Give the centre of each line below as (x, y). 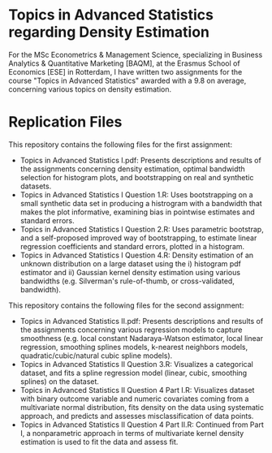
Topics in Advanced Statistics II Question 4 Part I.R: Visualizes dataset (137, 390)
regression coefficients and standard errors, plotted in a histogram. (132, 246)
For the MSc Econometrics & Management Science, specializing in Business (136, 54)
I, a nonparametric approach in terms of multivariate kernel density (132, 433)
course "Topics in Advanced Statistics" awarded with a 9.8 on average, (127, 80)
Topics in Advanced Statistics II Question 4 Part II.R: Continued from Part (142, 425)
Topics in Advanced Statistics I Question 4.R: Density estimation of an (137, 255)
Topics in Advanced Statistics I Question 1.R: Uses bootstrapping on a (136, 194)
